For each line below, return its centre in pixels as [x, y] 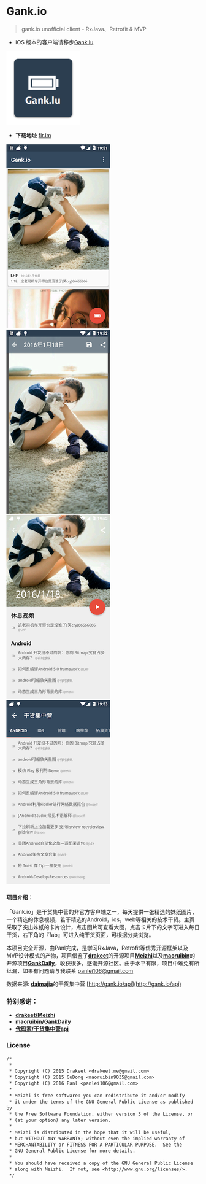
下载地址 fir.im [33, 135]
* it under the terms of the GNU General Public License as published [101, 1102]
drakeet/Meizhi [35, 1015]
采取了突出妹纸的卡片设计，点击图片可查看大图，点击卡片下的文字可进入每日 [103, 927]
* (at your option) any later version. [60, 1120]
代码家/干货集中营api [42, 1029]
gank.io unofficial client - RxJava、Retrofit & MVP [84, 29]
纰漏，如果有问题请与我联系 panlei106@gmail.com [70, 971]
